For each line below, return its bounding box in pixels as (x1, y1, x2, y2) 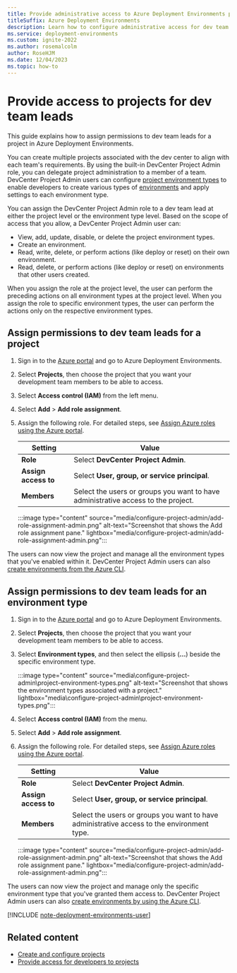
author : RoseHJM (7, 50, 55, 57)
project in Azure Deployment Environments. (7, 139, 134, 148)
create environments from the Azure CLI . (7, 565, 126, 573)
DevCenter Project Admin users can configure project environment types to (7, 175, 227, 184)
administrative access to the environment (71, 819, 209, 829)
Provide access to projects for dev (7, 93, 212, 109)
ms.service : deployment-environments (7, 30, 119, 37)
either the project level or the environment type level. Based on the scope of (7, 211, 229, 220)
